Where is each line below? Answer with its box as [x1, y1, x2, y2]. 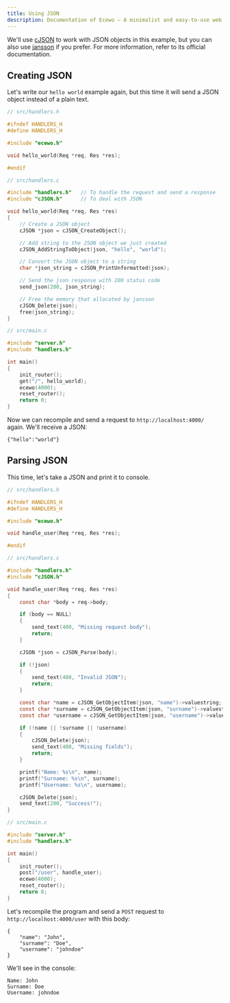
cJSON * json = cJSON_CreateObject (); [19, 227, 127, 234]
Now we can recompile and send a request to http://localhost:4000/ [7, 416, 205, 424]
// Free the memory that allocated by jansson [19, 296, 155, 303]
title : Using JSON [7, 10, 60, 17]
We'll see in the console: [7, 964, 77, 972]
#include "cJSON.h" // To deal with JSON [7, 196, 142, 203]
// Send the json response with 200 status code [19, 277, 161, 284]
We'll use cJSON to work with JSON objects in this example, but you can [7, 35, 212, 43]
